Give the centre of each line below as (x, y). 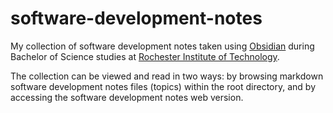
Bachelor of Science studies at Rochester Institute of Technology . (145, 56)
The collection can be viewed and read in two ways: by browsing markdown (167, 76)
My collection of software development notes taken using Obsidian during (162, 46)
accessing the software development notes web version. (127, 97)
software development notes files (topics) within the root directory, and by (163, 86)
